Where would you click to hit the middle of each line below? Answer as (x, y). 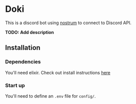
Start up (15, 85)
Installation (23, 48)
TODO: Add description (30, 32)
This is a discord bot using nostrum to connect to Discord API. (68, 23)
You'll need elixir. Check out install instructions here (58, 72)
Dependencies (23, 62)
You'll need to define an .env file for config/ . (50, 96)
